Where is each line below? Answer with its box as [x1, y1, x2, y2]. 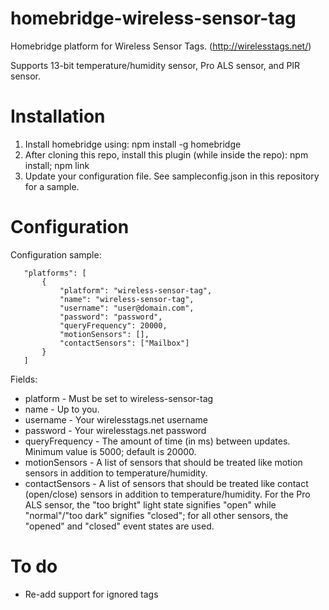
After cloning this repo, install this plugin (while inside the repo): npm [24, 148, 309, 161]
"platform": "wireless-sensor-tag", [59, 285, 213, 296]
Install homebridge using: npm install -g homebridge [24, 138, 242, 150]
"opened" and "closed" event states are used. [24, 520, 215, 532]
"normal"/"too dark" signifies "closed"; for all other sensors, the [24, 509, 289, 521]
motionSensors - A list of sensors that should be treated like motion [24, 456, 303, 468]
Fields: [10, 373, 38, 385]
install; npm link [24, 159, 90, 171]
